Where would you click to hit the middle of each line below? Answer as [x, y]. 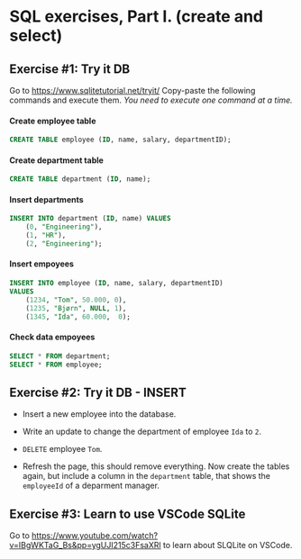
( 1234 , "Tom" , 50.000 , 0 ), [76, 300]
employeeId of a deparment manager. [91, 486]
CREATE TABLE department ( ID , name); [80, 179]
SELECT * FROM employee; [56, 365]
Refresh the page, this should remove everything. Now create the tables [156, 466]
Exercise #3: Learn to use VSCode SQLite [128, 514]
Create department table [56, 160]
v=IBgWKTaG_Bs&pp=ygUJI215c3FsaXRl [85, 545]
